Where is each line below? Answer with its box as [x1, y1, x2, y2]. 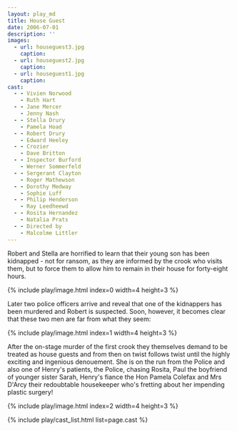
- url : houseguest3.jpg [14, 44, 84, 51]
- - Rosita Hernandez [14, 210, 79, 217]
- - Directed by [14, 223, 62, 230]
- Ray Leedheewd [20, 203, 69, 211]
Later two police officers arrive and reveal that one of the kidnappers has [7, 299, 223, 308]
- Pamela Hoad [20, 123, 62, 131]
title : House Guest [7, 17, 66, 24]
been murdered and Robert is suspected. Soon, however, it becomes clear [7, 307, 226, 315]
